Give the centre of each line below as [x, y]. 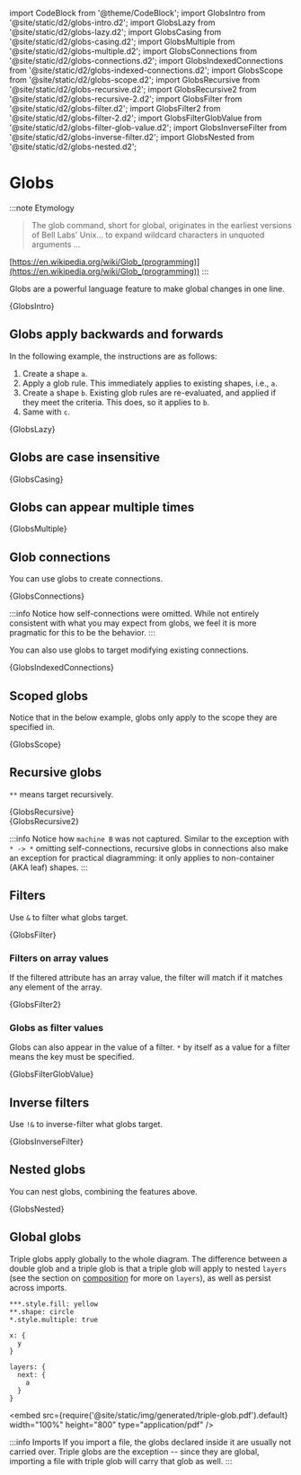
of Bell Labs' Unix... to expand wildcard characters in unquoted [148, 235]
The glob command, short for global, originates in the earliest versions [161, 225]
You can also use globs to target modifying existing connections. [129, 650]
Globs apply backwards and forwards [116, 335]
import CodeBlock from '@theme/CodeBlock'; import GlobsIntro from [137, 13]
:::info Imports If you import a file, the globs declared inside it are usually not [150, 1442]
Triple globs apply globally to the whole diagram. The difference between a [148, 1258]
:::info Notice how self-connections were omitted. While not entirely [134, 614]
